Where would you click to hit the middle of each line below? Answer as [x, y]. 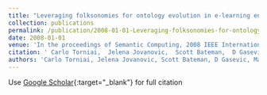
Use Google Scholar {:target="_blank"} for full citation [95, 82]
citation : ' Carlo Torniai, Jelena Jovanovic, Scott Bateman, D [122, 52]
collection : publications [51, 23]
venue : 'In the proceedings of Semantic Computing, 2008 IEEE [113, 45]
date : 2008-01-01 [37, 38]
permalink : [26, 30]
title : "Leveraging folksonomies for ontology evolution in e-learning [129, 15]
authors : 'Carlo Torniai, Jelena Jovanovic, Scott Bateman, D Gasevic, [129, 60]
